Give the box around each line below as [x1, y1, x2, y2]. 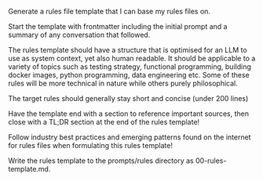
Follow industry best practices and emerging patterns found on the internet [8, 132, 251, 142]
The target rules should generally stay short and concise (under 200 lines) [8, 94, 249, 103]
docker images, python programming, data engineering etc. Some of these [8, 71, 250, 79]
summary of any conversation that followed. [8, 31, 151, 39]
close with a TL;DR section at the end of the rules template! [8, 118, 200, 126]
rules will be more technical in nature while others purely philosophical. [8, 78, 238, 88]
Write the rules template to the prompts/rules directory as [8, 156, 194, 165]
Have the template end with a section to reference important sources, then [8, 109, 250, 118]
